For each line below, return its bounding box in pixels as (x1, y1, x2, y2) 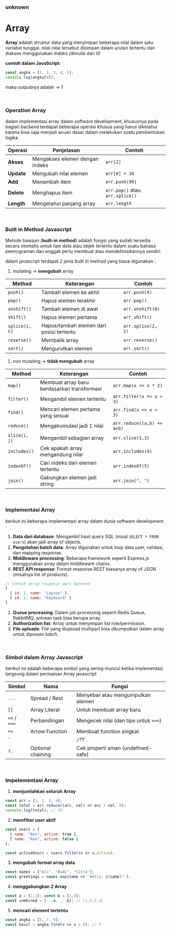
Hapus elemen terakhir (41, 297, 96, 305)
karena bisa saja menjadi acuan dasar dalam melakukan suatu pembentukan (5, 129, 165, 135)
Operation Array (5, 106, 46, 113)
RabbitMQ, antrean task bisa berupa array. (12, 615, 102, 621)
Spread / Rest (30, 695, 63, 702)
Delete (8, 189, 24, 196)
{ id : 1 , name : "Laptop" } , (10, 591, 70, 596)
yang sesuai (40, 412, 69, 420)
